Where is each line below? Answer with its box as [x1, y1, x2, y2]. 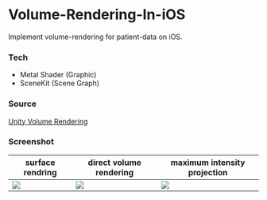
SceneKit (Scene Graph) [19, 78, 100, 88]
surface [25, 157, 56, 168]
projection [188, 167, 228, 178]
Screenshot [8, 136, 54, 147]
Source [8, 98, 37, 109]
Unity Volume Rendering [8, 116, 88, 126]
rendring [23, 167, 57, 178]
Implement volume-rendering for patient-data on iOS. [8, 32, 183, 41]
